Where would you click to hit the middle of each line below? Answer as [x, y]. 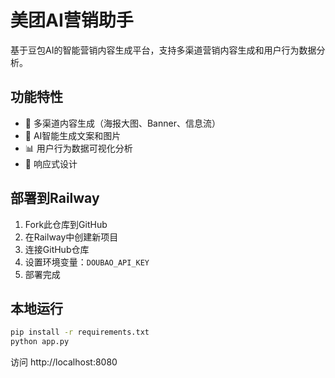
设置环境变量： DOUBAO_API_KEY [87, 262]
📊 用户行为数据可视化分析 [78, 148]
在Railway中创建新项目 [71, 237]
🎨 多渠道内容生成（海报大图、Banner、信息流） [122, 123]
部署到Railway [55, 198]
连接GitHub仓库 [57, 249]
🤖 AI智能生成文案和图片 [73, 135]
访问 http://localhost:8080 [64, 362]
